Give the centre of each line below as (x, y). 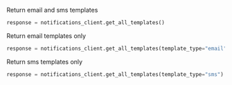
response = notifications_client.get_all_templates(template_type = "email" (117, 48)
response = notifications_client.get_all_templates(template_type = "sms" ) (115, 74)
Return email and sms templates (52, 10)
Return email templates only (46, 36)
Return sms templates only (45, 62)
